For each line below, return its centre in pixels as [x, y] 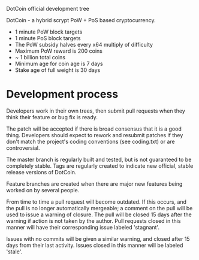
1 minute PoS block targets [48, 38]
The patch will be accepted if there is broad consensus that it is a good [94, 129]
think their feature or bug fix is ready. [52, 117]
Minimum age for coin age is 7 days [59, 64]
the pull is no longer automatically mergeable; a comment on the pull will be [99, 208]
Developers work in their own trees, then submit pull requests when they [96, 111]
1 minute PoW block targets [49, 32]
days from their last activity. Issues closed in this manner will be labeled [95, 245]
